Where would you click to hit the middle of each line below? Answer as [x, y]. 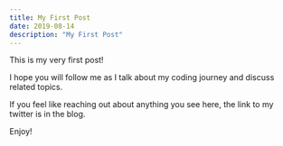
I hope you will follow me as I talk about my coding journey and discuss [142, 78]
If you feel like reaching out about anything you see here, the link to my [141, 105]
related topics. [36, 87]
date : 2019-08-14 [42, 26]
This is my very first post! [57, 60]
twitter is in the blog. [47, 114]
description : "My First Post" [66, 34]
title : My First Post [50, 18]
